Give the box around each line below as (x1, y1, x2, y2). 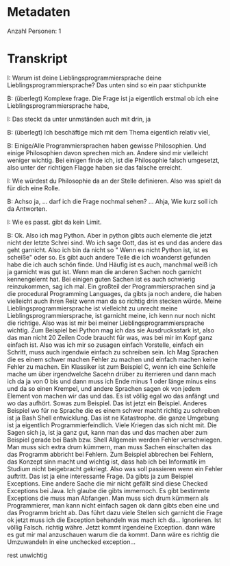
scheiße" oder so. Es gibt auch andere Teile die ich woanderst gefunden (7, 253, 211, 261)
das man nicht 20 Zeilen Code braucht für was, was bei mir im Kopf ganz (7, 333, 213, 341)
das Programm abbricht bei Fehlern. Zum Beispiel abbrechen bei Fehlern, (7, 450, 214, 458)
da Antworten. (7, 204, 48, 213)
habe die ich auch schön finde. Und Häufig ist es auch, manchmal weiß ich (7, 260, 218, 269)
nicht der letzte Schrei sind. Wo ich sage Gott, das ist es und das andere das (7, 238, 222, 247)
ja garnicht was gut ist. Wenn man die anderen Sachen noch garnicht (7, 267, 202, 275)
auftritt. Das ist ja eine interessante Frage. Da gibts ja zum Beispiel (7, 472, 194, 480)
